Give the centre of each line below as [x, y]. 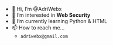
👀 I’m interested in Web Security [51, 15]
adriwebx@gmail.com [44, 36]
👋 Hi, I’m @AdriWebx [37, 9]
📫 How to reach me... [38, 28]
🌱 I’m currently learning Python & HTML [59, 21]
